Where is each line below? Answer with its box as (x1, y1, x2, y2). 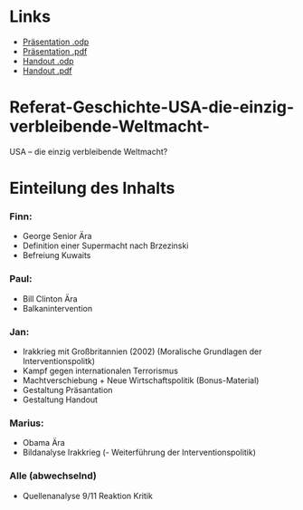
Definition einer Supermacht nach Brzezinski (22, 240, 189, 251)
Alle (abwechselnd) (9, 469, 97, 482)
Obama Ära (22, 438, 65, 448)
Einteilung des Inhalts (9, 178, 175, 198)
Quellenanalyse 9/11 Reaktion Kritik (22, 490, 154, 501)
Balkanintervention (22, 303, 93, 313)
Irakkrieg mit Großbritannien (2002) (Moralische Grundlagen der (22, 346, 262, 357)
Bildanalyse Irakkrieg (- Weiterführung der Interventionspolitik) (22, 447, 256, 458)
